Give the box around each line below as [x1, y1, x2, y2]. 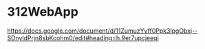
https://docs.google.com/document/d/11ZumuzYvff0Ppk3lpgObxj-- [7, 27, 198, 35]
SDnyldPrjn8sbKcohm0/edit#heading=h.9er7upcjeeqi [7, 33, 160, 42]
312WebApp [7, 4, 79, 20]
